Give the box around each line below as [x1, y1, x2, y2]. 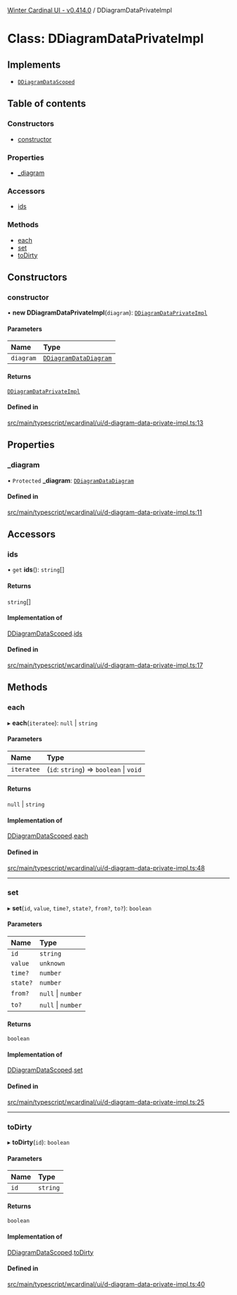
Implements [7, 59, 61, 71]
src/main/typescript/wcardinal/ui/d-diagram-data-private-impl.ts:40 [7, 1279, 205, 1288]
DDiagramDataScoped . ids [7, 629, 83, 638]
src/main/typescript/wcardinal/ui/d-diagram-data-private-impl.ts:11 [7, 508, 202, 516]
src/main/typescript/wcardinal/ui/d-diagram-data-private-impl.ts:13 [7, 418, 204, 427]
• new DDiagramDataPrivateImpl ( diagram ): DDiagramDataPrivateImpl [7, 308, 208, 317]
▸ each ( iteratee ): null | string [7, 719, 98, 727]
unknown [39, 959, 66, 968]
